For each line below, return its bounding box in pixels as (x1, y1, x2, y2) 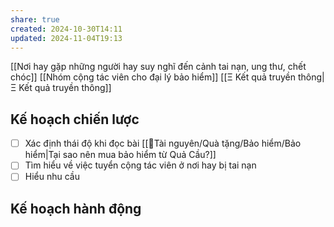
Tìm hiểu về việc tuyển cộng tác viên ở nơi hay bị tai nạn (24, 159, 257, 171)
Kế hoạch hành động (10, 200, 142, 217)
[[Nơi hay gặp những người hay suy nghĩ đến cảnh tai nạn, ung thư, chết (10, 61, 307, 73)
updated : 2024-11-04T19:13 (10, 33, 123, 43)
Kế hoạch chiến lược (10, 111, 140, 128)
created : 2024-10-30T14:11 (10, 24, 123, 34)
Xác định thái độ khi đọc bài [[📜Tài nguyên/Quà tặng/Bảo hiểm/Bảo (24, 137, 302, 150)
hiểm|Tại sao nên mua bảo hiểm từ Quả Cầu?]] (24, 149, 217, 161)
